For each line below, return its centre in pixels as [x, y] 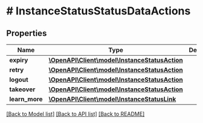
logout [19, 79]
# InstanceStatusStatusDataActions [98, 11]
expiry [19, 60]
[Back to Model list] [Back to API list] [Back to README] [76, 114]
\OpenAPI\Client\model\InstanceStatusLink [112, 99]
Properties [27, 33]
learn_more [26, 99]
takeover [22, 89]
